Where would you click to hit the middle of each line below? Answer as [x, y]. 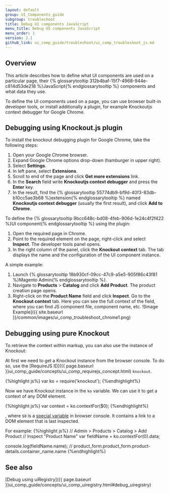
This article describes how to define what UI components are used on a [79, 75]
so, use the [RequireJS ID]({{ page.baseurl [49, 366]
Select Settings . [29, 166]
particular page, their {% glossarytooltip [47, 81]
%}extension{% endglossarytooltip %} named [93, 198]
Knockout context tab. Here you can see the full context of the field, [84, 301]
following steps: [22, 145]
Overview [21, 63]
